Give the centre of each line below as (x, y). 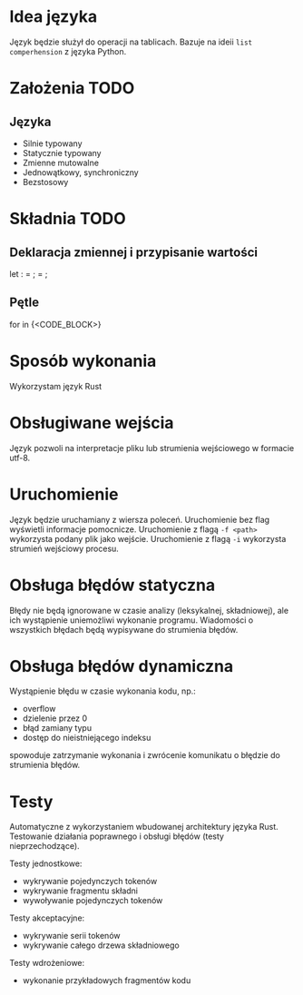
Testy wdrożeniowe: (47, 963)
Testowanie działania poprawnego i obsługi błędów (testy (117, 836)
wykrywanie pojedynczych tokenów (90, 882)
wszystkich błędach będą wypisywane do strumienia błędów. (124, 629)
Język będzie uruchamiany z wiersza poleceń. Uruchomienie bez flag (140, 519)
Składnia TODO (68, 219)
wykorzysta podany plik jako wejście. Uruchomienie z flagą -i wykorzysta (148, 538)
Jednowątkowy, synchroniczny (80, 172)
